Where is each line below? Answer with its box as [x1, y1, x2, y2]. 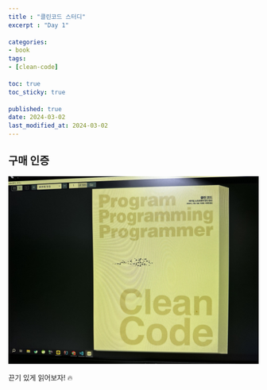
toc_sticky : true [8, 88, 66, 96]
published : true [8, 105, 62, 113]
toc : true [8, 79, 41, 87]
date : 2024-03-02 [8, 114, 66, 122]
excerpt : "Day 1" [8, 21, 69, 29]
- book [8, 46, 30, 55]
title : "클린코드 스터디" [8, 13, 86, 21]
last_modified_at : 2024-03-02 [8, 122, 109, 130]
